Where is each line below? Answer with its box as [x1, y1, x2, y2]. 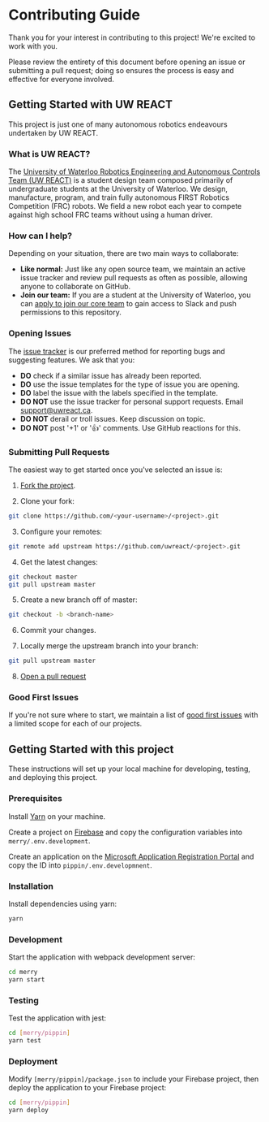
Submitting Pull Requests [8, 446, 110, 457]
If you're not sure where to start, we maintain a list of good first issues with [8, 710, 258, 720]
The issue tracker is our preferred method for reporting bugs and [8, 346, 225, 356]
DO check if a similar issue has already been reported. [19, 370, 202, 380]
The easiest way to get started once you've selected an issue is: [8, 465, 223, 474]
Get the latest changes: [19, 557, 99, 566]
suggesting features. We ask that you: [8, 355, 135, 365]
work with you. [8, 41, 58, 50]
